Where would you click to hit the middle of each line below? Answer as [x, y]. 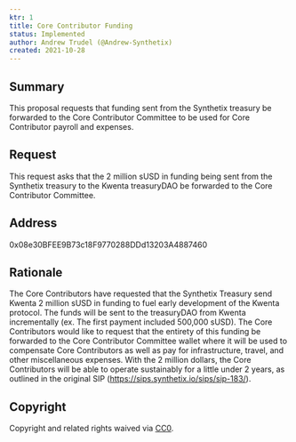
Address [33, 223]
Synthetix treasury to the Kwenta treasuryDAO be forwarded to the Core [141, 185]
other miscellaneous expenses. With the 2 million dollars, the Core [130, 360]
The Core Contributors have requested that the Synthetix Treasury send [141, 293]
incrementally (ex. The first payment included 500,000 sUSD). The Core [141, 322]
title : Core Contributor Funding [71, 26]
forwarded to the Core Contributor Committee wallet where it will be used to [148, 341]
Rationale [36, 272]
